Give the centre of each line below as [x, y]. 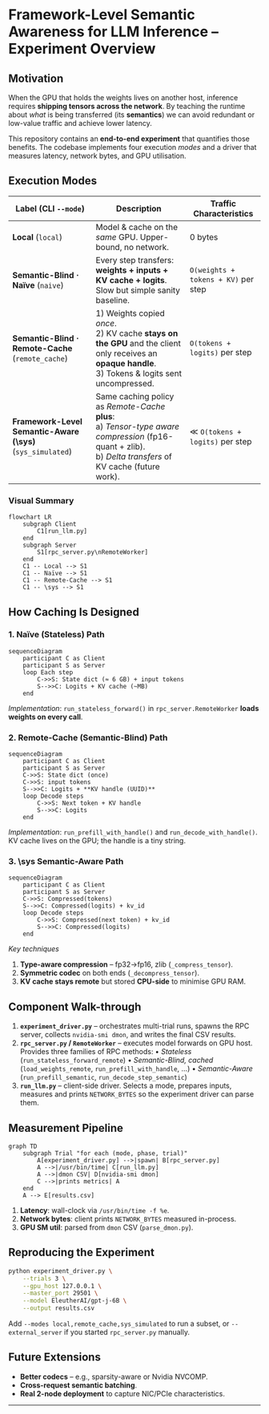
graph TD [23, 1147]
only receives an [126, 353]
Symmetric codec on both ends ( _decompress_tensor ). [110, 973]
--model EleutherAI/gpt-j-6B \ [75, 1301]
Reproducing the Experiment [81, 1252]
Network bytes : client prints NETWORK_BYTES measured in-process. [128, 1219]
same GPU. [117, 236]
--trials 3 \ [44, 1279]
